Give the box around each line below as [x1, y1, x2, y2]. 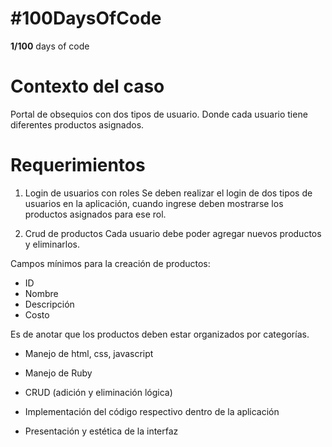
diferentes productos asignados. [10, 118, 145, 131]
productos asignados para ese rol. [24, 208, 167, 220]
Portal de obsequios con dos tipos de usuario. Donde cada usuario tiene [10, 108, 308, 120]
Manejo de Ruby [24, 367, 93, 379]
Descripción [24, 298, 75, 310]
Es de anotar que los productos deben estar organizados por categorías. [10, 328, 310, 340]
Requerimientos [10, 154, 146, 177]
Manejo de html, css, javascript [24, 347, 154, 359]
